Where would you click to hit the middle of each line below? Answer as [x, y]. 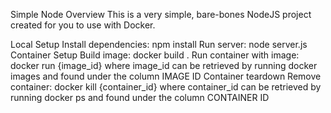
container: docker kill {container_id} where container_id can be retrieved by [166, 87]
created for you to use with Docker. [83, 25]
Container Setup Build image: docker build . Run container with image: [155, 55]
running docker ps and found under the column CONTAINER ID [140, 97]
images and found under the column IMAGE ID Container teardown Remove [166, 76]
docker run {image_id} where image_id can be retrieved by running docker [164, 65]
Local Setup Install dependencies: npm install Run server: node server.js [159, 44]
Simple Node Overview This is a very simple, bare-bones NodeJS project [161, 14]
